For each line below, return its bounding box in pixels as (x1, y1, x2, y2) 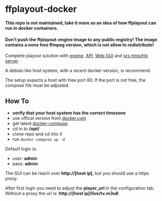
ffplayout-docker (5, 3, 77, 15)
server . (5, 58, 20, 64)
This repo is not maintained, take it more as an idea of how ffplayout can (5, 20, 157, 26)
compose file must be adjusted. (5, 83, 69, 89)
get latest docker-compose (12, 120, 68, 126)
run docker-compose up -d (12, 136, 65, 142)
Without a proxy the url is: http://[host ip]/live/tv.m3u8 (5, 190, 119, 196)
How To (5, 97, 29, 105)
